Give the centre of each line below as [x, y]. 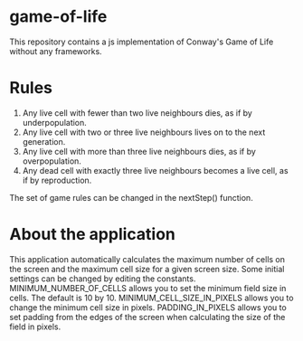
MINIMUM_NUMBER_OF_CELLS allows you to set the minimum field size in [148, 288]
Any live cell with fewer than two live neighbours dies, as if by [137, 113]
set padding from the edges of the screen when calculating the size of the [147, 317]
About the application [93, 235]
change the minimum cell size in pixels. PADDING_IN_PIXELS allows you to [148, 307]
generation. [44, 141]
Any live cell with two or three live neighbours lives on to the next [144, 132]
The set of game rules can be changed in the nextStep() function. [131, 197]
